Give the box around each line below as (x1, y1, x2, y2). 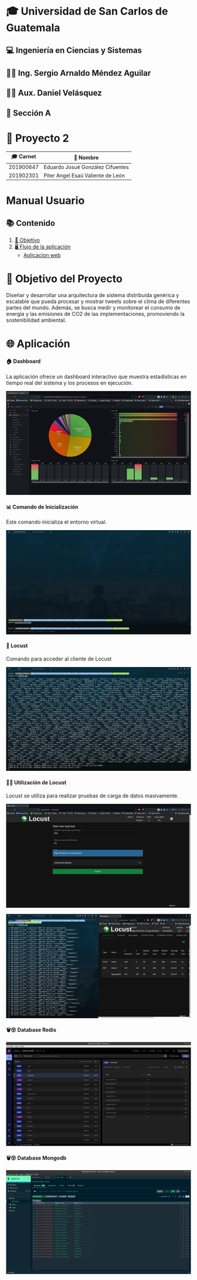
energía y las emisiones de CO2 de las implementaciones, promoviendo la (6, 311, 185, 318)
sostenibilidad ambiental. (6, 316, 66, 324)
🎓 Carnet (11, 153, 36, 160)
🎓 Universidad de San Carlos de (6, 5, 168, 18)
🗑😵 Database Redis (6, 1026, 57, 1033)
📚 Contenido (6, 218, 56, 228)
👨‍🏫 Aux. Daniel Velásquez (6, 88, 103, 98)
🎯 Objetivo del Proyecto (6, 272, 123, 285)
